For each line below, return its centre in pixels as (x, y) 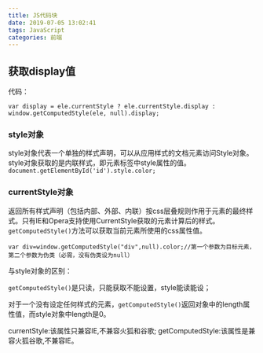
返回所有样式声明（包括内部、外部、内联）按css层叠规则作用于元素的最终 (127, 211)
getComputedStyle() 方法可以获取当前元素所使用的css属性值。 (107, 230)
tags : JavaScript (37, 30)
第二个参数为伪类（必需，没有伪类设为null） (71, 255)
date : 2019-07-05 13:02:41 (52, 23)
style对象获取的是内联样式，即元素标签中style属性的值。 (99, 163)
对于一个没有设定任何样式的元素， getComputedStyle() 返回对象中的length (126, 304)
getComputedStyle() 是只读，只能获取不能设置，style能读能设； (110, 287)
